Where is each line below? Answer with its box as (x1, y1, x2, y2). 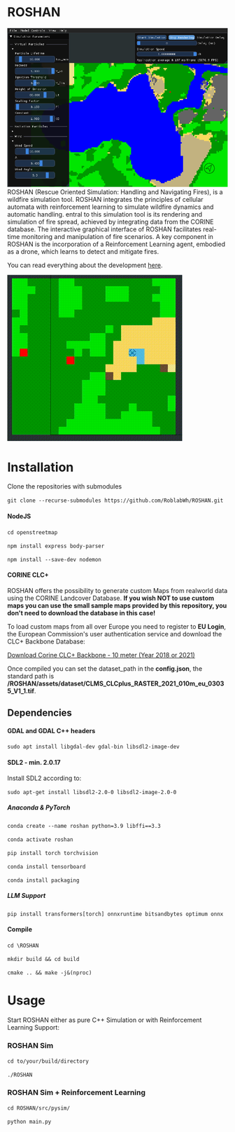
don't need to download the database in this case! (7, 608, 156, 617)
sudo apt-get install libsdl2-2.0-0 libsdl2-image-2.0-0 (7, 789, 177, 796)
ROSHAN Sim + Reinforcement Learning (7, 1087, 145, 1097)
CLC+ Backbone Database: (7, 637, 85, 646)
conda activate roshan (7, 836, 73, 843)
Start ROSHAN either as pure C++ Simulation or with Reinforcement (7, 1016, 202, 1024)
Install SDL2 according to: (7, 774, 82, 782)
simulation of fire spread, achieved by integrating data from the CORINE (7, 218, 214, 226)
